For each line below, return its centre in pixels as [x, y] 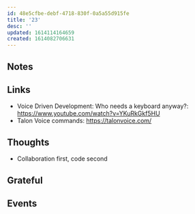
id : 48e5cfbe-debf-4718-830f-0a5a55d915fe [68, 13]
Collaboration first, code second [62, 159]
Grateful [25, 180]
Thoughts [28, 142]
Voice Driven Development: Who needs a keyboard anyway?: [103, 106]
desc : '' [19, 26]
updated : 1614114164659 [41, 32]
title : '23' [24, 20]
